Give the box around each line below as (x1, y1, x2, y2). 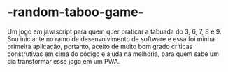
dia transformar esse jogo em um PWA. (7, 57, 120, 65)
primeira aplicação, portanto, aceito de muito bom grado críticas (7, 42, 193, 50)
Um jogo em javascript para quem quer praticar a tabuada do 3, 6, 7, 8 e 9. (7, 27, 222, 36)
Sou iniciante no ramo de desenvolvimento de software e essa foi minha (7, 34, 215, 43)
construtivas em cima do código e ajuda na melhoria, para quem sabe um (7, 50, 219, 58)
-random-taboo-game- (7, 4, 145, 20)
